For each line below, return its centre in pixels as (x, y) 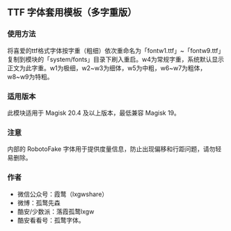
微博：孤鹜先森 (39, 202)
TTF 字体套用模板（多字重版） (72, 13)
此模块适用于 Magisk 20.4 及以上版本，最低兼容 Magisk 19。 (94, 113)
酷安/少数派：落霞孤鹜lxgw (56, 212)
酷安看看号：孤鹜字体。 (51, 220)
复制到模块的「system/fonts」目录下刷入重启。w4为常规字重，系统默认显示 (116, 59)
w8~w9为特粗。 (30, 77)
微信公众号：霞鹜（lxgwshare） (63, 194)
